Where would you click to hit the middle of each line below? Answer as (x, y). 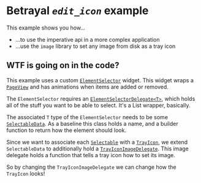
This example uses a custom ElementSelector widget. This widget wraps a (100, 80)
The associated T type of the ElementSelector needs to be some (87, 117)
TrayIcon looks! (26, 173)
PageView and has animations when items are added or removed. (87, 87)
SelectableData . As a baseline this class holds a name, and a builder (93, 123)
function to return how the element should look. (66, 130)
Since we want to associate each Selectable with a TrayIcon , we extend (97, 142)
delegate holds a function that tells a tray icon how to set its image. (91, 155)
